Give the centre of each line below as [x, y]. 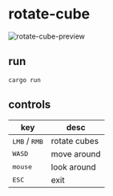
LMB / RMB [28, 141]
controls [30, 105]
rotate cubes [75, 141]
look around [73, 167]
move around [76, 153]
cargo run [25, 80]
